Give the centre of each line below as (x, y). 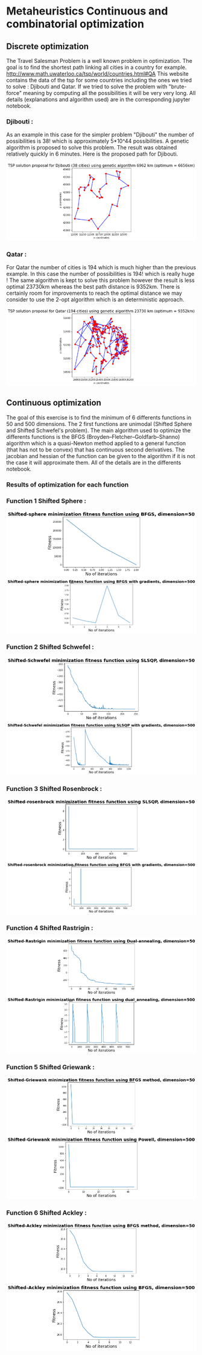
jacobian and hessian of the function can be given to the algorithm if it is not (101, 456)
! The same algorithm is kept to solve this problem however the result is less (100, 280)
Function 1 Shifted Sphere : (46, 500)
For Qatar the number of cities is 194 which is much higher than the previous (101, 267)
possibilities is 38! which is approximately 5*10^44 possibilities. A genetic (98, 141)
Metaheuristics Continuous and (87, 11)
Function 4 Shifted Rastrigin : (50, 928)
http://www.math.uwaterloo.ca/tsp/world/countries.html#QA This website (97, 74)
